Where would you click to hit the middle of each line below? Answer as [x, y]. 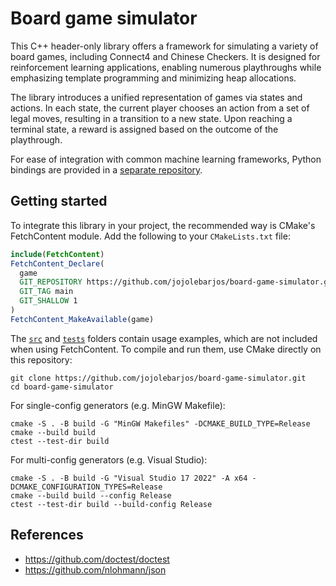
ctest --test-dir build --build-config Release [111, 504]
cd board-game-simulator [62, 387]
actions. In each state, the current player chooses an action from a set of [160, 108]
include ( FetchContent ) [57, 254]
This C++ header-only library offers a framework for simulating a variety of [164, 46]
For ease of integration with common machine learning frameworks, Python [166, 159]
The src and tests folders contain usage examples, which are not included [164, 338]
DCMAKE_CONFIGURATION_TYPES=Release [86, 487]
